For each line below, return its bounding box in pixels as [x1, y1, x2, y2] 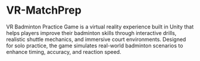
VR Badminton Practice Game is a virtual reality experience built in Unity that [6, 23, 194, 30]
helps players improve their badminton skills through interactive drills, [6, 29, 177, 36]
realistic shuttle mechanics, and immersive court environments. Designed [6, 36, 186, 43]
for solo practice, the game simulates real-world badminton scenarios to [6, 42, 183, 49]
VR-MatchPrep [6, 4, 82, 17]
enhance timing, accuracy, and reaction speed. [6, 48, 121, 55]
